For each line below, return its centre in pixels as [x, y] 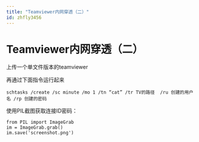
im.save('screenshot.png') [40, 133]
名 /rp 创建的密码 [27, 99]
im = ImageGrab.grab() [35, 127]
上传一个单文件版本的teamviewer [47, 67]
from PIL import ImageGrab [40, 122]
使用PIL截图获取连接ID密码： [42, 111]
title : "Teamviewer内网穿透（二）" [48, 12]
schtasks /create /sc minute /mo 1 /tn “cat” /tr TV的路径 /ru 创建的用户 [100, 92]
